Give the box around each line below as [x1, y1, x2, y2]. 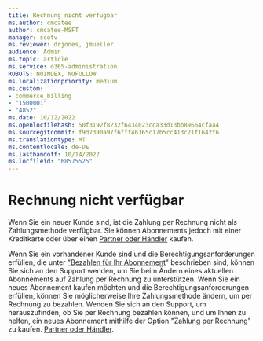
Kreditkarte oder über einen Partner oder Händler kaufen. [8, 234, 194, 244]
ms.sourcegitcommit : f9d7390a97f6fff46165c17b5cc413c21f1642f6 [8, 128, 220, 136]
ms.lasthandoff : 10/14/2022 [8, 150, 100, 158]
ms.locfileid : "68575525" [8, 158, 93, 166]
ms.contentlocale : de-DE [8, 143, 89, 151]
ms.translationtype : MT [8, 135, 86, 144]
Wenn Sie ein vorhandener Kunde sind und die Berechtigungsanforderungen [8, 249, 255, 259]
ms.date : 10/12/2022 [8, 114, 76, 122]
